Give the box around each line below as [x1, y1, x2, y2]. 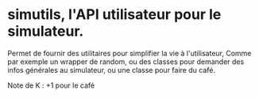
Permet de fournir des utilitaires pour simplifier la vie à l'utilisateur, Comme [7, 48, 252, 58]
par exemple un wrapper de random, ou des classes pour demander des [7, 57, 245, 66]
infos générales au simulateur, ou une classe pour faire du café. [7, 65, 216, 74]
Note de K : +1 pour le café [7, 81, 95, 90]
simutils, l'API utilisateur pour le [7, 6, 222, 24]
